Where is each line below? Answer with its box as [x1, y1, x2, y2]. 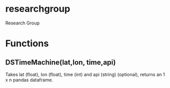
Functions [5, 38, 49, 49]
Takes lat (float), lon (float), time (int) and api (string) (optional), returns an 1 [5, 71, 165, 77]
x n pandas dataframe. [5, 77, 53, 83]
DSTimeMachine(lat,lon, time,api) [5, 58, 116, 67]
